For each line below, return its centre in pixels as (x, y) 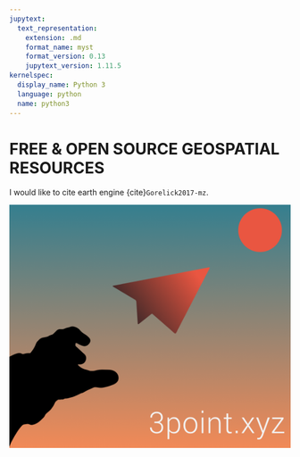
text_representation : (58, 28)
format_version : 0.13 (65, 57)
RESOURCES (57, 167)
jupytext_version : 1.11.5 (74, 66)
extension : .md (54, 37)
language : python (50, 94)
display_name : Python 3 (61, 85)
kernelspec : (31, 76)
